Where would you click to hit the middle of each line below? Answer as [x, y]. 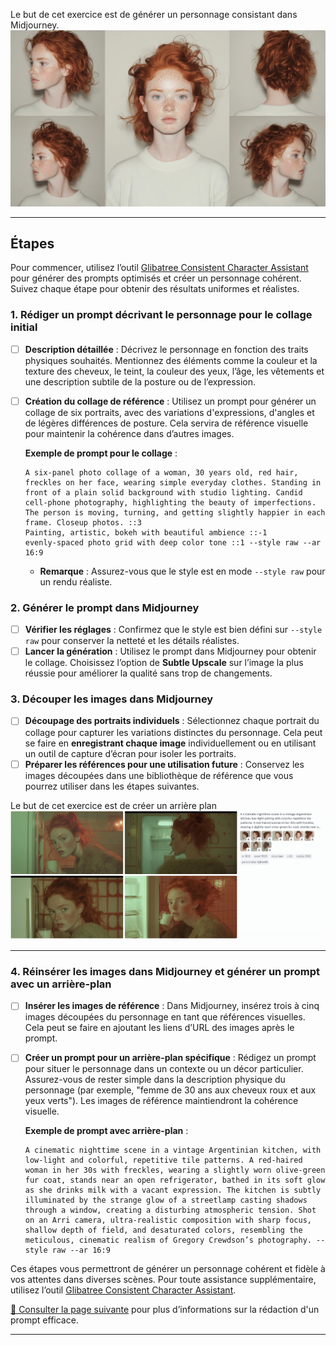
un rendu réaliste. [76, 581]
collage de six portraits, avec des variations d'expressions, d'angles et [169, 412]
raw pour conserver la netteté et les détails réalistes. [132, 641]
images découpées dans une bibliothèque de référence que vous [159, 775]
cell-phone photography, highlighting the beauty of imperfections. [170, 502]
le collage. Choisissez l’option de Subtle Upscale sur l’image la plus [164, 663]
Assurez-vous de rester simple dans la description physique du [155, 1080]
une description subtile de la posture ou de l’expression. [140, 381]
